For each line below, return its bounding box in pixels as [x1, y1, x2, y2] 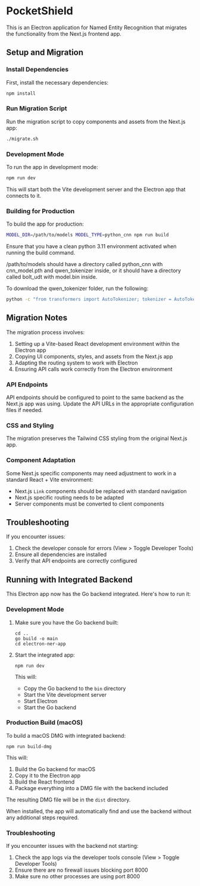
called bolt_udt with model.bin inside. [6, 273, 98, 280]
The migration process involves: [6, 329, 85, 336]
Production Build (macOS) [6, 719, 83, 727]
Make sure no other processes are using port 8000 [14, 873, 140, 880]
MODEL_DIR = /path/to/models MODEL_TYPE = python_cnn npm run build [6, 232, 169, 238]
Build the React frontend [14, 778, 75, 785]
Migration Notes [6, 313, 67, 323]
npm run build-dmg [6, 743, 52, 750]
